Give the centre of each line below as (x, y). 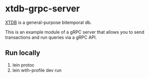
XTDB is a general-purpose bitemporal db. (48, 22)
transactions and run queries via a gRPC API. (51, 37)
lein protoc (23, 65)
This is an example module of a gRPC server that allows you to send (75, 32)
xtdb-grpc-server (43, 9)
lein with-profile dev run (37, 70)
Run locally (23, 53)
